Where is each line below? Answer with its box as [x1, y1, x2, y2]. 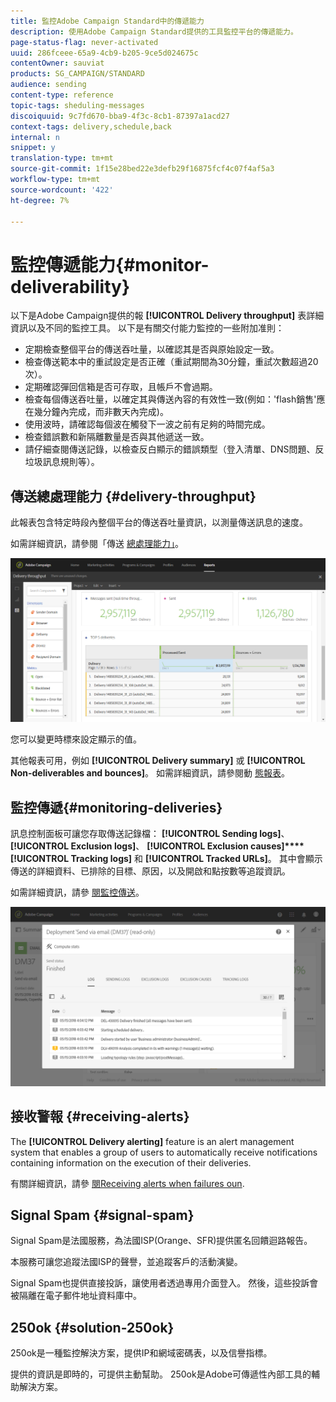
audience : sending [10, 80, 87, 90]
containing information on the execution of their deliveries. [10, 1156, 252, 1169]
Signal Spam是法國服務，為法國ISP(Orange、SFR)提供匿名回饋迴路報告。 [10, 1235, 313, 1247]
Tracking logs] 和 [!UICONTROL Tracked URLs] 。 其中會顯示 [70, 853, 323, 865]
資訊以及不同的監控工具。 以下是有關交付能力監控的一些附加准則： [10, 322, 285, 334]
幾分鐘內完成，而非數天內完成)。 [33, 406, 169, 418]
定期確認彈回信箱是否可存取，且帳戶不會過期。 [24, 381, 218, 393]
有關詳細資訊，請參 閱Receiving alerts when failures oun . [10, 1177, 245, 1189]
